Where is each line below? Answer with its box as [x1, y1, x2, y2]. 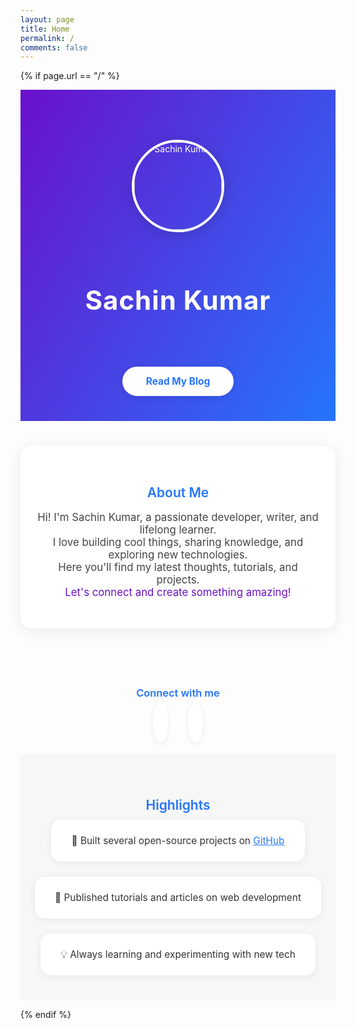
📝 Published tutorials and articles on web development [54, 891, 302, 904]
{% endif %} [20, 1008, 72, 1020]
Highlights [145, 797, 211, 814]
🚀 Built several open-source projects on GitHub [71, 834, 285, 847]
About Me [146, 484, 210, 501]
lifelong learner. [139, 522, 217, 536]
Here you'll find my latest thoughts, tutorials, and [58, 560, 298, 574]
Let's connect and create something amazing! [64, 585, 292, 599]
